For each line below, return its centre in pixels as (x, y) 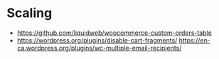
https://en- (194, 40)
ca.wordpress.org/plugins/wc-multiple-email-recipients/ (99, 48)
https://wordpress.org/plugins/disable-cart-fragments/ (97, 40)
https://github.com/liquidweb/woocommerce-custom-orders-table (114, 33)
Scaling (30, 13)
